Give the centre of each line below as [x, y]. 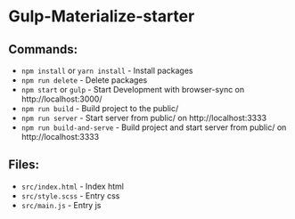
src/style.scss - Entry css [70, 195]
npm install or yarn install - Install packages [107, 70]
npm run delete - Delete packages [84, 80]
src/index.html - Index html [72, 186]
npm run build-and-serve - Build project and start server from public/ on [154, 127]
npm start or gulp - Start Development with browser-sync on [133, 89]
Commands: [43, 49]
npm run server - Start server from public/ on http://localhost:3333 [144, 118]
